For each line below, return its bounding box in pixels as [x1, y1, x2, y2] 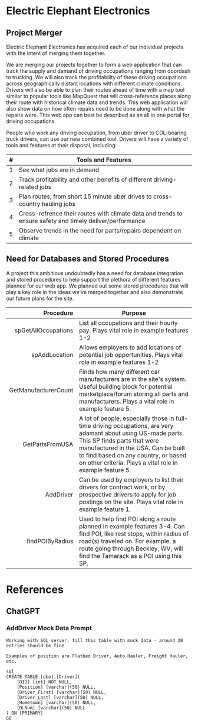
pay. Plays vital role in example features [78, 326, 189, 334]
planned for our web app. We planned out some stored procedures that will [6, 282, 189, 289]
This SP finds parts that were [78, 436, 159, 444]
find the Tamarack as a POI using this [78, 551, 182, 560]
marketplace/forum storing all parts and [78, 389, 189, 398]
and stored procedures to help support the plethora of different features [6, 276, 181, 283]
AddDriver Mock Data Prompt [6, 624, 93, 633]
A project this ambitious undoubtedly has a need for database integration [6, 269, 184, 276]
